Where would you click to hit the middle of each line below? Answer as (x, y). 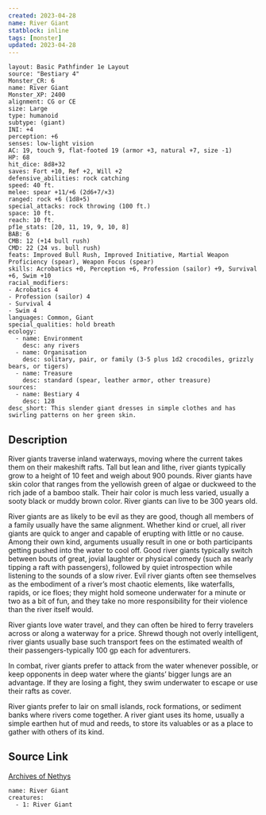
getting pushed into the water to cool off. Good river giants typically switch (130, 550)
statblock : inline (39, 30)
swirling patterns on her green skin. (72, 415)
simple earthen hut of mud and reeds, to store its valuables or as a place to (131, 723)
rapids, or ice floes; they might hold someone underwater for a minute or (127, 592)
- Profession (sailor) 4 (49, 297)
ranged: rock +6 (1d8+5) (49, 200)
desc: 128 (39, 402)
